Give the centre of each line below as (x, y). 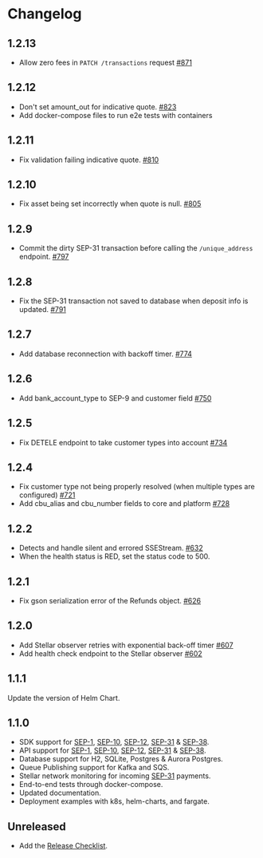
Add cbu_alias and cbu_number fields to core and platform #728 (124, 504)
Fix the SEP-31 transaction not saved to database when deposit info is (133, 301)
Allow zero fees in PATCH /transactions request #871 (106, 62)
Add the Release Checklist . (63, 846)
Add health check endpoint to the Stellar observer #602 (110, 653)
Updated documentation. (60, 793)
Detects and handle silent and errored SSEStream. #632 (111, 548)
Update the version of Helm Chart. (64, 698)
